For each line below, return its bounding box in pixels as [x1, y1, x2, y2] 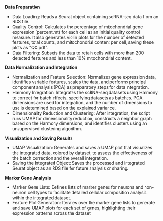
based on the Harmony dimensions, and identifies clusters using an [12, 121, 147, 126]
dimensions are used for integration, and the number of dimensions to [12, 100, 152, 105]
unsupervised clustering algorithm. [12, 126, 82, 131]
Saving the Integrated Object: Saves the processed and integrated [12, 161, 145, 166]
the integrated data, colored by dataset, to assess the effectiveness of [12, 150, 153, 156]
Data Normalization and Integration [5, 64, 78, 70]
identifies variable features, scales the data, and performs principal [12, 79, 147, 85]
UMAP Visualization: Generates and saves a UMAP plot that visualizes [12, 145, 152, 150]
